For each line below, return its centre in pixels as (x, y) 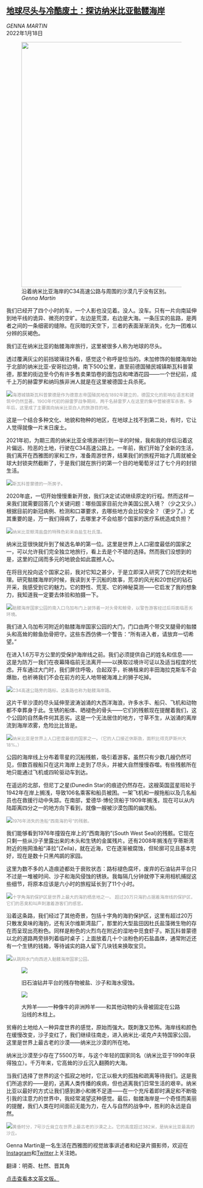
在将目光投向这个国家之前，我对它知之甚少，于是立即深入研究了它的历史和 (99, 572)
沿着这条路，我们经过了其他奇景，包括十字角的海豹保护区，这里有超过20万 (100, 916)
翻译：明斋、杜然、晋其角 (38, 1166)
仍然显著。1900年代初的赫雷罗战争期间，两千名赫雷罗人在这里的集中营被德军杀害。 (101, 401)
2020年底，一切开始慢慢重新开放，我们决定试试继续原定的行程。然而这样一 (100, 496)
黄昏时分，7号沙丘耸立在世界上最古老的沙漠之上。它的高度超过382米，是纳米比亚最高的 (104, 1127)
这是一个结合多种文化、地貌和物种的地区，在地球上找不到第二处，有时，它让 (101, 420)
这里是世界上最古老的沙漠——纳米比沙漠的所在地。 (70, 1042)
